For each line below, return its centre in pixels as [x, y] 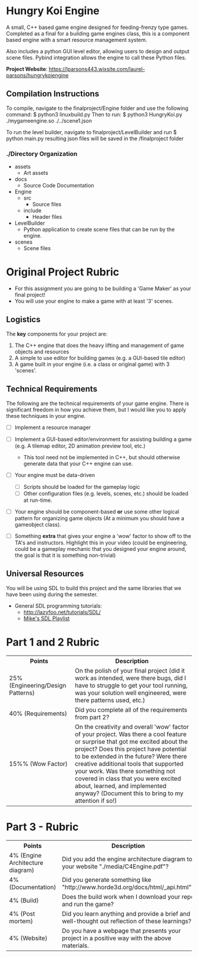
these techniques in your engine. [46, 416]
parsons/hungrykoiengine [37, 75]
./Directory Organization [42, 154]
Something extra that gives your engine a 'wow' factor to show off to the [103, 536]
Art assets [36, 173]
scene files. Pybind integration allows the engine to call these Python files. [96, 57]
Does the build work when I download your [121, 897]
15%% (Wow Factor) [38, 764]
